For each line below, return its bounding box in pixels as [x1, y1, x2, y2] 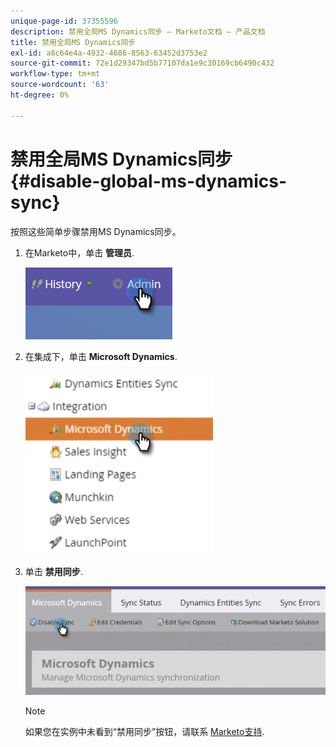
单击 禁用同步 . [24, 565, 83, 577]
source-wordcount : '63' [10, 80, 110, 90]
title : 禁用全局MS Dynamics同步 [10, 37, 137, 47]
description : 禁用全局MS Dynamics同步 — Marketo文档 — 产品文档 [10, 26, 266, 37]
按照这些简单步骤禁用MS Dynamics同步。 [10, 225, 182, 237]
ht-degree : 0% [10, 90, 70, 100]
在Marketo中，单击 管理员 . [24, 246, 135, 259]
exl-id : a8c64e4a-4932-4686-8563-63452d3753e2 [10, 48, 208, 58]
